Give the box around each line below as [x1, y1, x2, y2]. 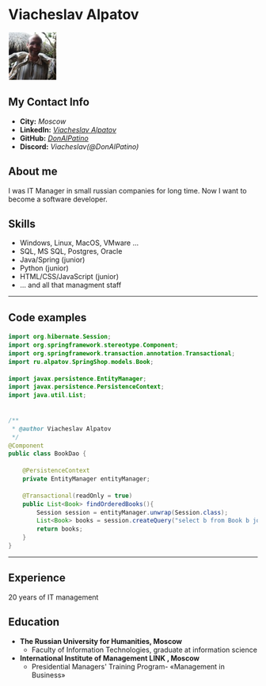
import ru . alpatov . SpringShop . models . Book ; [8, 358, 154, 366]
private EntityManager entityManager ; [22, 475, 150, 483]
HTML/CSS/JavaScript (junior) [19, 272, 119, 282]
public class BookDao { [8, 450, 87, 458]
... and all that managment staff [19, 280, 122, 290]
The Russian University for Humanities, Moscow [19, 636, 182, 646]
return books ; [36, 525, 83, 533]
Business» [31, 670, 66, 680]
